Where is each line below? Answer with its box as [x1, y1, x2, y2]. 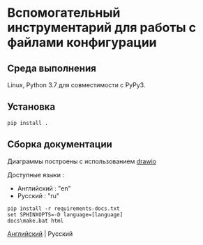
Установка [7, 101, 56, 113]
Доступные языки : [7, 170, 65, 179]
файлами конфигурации [7, 35, 157, 50]
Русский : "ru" [17, 191, 59, 200]
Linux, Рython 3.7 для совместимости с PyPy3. [7, 81, 146, 89]
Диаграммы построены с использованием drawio [7, 157, 157, 165]
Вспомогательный [7, 5, 121, 21]
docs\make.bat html [7, 217, 64, 224]
